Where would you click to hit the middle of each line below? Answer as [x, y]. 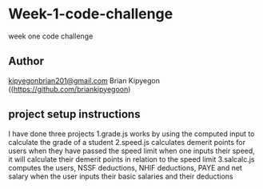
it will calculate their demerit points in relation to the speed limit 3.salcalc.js [131, 159]
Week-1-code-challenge [91, 14]
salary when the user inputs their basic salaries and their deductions [121, 176]
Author [26, 61]
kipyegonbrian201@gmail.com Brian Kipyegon [84, 80]
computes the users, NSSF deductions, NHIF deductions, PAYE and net [125, 167]
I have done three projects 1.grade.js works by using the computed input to [131, 134]
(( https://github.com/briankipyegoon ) [70, 89]
